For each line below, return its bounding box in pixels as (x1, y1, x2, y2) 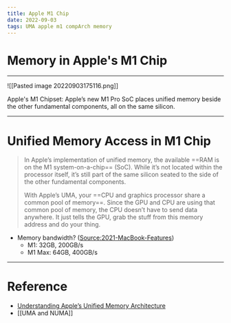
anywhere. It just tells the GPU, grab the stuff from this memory (23, 213, 203, 221)
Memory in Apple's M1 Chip (7, 52, 168, 68)
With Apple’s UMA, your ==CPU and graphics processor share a (23, 191, 206, 200)
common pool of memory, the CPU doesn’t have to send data (23, 206, 198, 214)
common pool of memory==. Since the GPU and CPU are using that (23, 198, 215, 207)
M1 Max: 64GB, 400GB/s (27, 249, 98, 257)
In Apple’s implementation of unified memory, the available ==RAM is (23, 156, 220, 164)
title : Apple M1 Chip (7, 10, 69, 17)
